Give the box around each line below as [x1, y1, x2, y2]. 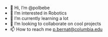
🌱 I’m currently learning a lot [10, 15, 69, 21]
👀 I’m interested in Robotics [10, 10, 67, 16]
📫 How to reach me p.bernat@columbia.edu [10, 26, 103, 32]
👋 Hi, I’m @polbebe [10, 5, 50, 10]
